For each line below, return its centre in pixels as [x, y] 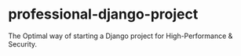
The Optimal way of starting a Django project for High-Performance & [120, 36]
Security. [23, 44]
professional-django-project [103, 14]
